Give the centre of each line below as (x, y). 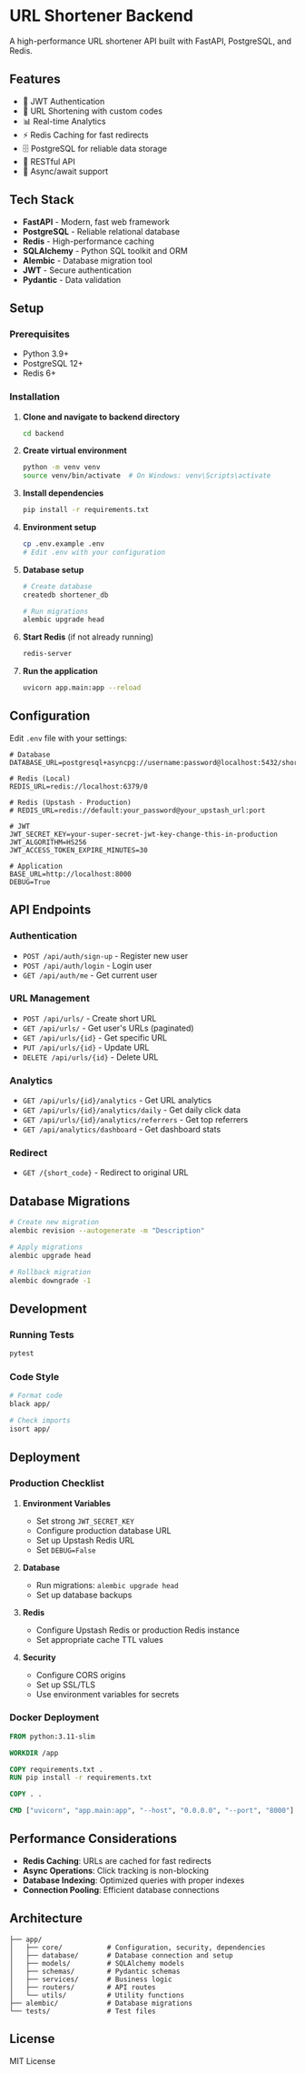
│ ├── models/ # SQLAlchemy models (97, 1963)
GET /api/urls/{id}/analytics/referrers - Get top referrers (135, 1120)
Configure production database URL (103, 1530)
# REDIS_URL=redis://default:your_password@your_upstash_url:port (138, 810)
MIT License (33, 2060)
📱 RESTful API (49, 161)
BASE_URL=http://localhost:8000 (70, 874)
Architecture (46, 1919)
